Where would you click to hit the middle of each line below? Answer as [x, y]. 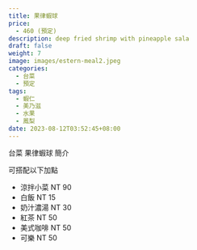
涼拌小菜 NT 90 [46, 187]
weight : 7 [25, 53]
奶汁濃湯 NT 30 [46, 207]
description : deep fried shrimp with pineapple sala [99, 38]
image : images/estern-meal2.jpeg [65, 61]
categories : [28, 69]
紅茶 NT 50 [39, 217]
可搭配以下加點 [33, 170]
